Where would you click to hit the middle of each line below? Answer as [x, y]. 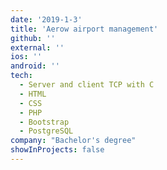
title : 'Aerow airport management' [84, 29]
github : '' [33, 38]
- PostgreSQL [46, 131]
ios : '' [26, 57]
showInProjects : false [57, 150]
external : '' [37, 47]
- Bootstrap [44, 122]
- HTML [33, 94]
